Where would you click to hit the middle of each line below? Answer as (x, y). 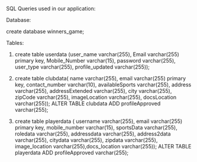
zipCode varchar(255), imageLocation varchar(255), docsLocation (96, 97)
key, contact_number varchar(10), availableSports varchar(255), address (103, 85)
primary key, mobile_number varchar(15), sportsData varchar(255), (96, 127)
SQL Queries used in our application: (51, 9)
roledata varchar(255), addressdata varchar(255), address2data (93, 134)
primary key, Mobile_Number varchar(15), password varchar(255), (95, 61)
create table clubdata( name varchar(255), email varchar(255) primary (100, 78)
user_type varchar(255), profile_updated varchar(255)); (82, 67)
